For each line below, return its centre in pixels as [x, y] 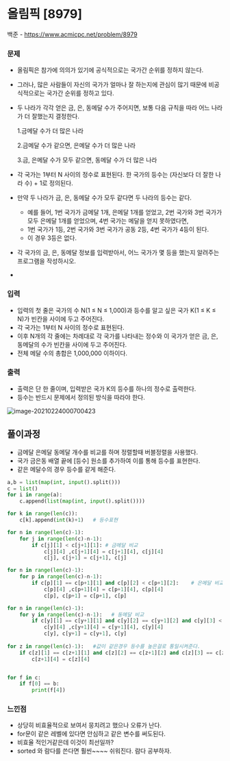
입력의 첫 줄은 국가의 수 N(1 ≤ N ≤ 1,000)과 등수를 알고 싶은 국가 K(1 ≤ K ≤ [116, 310]
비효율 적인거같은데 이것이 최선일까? [65, 742]
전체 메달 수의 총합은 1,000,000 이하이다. [72, 353]
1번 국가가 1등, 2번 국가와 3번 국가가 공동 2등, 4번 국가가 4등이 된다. [118, 230]
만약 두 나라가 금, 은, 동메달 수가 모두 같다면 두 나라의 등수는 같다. [104, 198]
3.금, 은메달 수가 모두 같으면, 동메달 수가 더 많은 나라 [87, 160]
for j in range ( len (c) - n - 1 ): [61, 539]
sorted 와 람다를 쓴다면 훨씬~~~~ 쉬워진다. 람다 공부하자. [94, 751]
